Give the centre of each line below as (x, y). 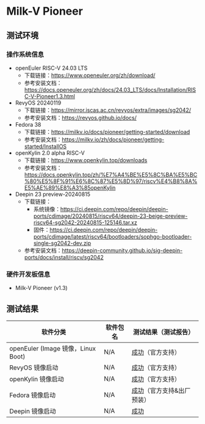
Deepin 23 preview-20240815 (52, 194)
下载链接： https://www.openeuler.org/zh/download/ (90, 75)
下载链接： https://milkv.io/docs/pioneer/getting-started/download (107, 132)
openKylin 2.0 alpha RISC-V (50, 153)
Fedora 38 (28, 124)
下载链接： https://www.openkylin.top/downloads (86, 160)
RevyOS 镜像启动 (34, 367)
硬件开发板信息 (28, 274)
